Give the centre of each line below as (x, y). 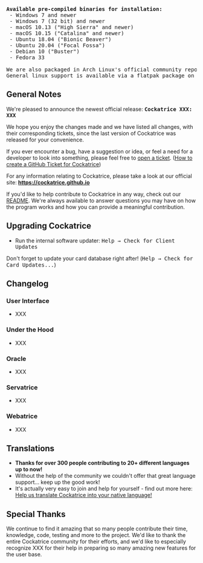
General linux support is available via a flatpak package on (100, 76)
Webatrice (22, 416)
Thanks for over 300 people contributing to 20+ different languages (102, 463)
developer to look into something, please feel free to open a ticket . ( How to (99, 158)
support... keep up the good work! (57, 482)
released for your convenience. (45, 140)
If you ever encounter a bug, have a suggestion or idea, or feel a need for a (100, 151)
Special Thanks (36, 514)
